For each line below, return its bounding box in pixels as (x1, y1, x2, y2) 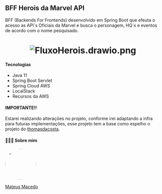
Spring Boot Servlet (12, 78, 53, 83)
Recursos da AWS (12, 93, 49, 99)
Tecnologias (5, 61, 31, 67)
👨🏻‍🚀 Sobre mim (5, 138, 38, 143)
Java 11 (12, 73, 27, 78)
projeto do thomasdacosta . (5, 126, 60, 132)
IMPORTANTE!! (5, 105, 37, 111)
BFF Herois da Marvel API (5, 4, 85, 12)
